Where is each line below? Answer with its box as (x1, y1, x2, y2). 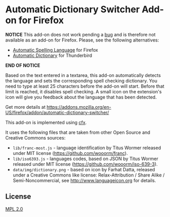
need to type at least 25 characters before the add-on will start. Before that (5, 83, 164, 89)
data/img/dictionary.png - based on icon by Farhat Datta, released (12, 166, 155, 172)
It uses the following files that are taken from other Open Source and (5, 129, 150, 135)
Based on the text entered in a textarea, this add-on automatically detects (5, 72, 161, 78)
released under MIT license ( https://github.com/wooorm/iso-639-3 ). (12, 161, 158, 167)
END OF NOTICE (5, 62, 41, 68)
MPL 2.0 (5, 206, 23, 212)
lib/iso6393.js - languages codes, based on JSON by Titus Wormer (12, 155, 158, 162)
